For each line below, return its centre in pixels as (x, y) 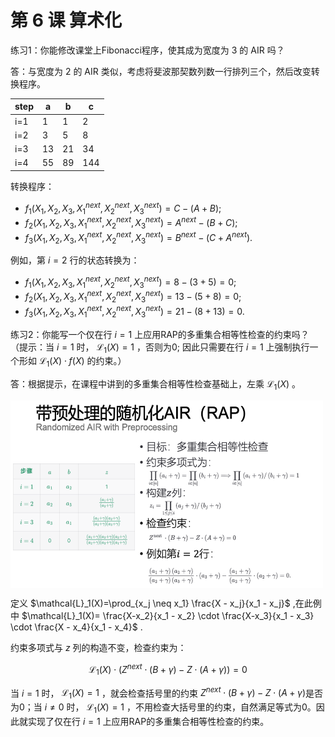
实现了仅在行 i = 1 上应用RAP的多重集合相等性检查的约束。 (148, 721)
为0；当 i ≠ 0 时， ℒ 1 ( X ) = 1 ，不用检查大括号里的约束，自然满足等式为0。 (163, 708)
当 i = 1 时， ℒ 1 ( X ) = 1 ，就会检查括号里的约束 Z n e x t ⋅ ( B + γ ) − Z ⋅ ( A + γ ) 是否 (167, 693)
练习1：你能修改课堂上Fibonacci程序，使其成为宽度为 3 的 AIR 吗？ (147, 50)
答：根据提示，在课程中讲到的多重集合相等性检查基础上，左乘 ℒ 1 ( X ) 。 (156, 385)
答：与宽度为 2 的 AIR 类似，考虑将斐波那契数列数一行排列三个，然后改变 (161, 71)
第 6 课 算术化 (66, 20)
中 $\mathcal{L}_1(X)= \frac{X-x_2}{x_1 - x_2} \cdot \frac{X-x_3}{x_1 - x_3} (162, 616)
